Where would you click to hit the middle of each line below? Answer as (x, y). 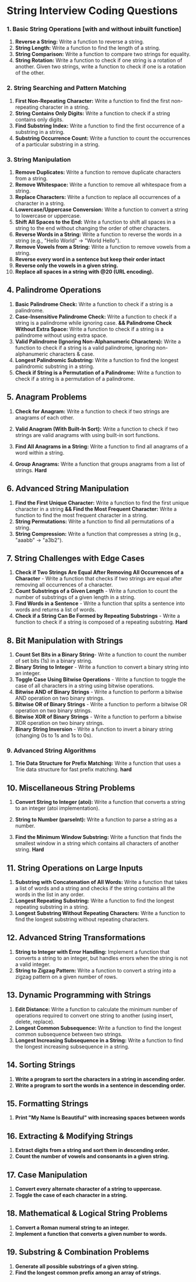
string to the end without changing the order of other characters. (93, 228)
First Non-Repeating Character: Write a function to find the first (92, 101)
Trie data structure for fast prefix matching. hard (73, 769)
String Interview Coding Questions (92, 11)
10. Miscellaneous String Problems (71, 788)
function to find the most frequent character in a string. (81, 515)
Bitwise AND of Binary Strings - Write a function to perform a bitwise (99, 692)
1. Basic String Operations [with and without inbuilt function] (94, 29)
